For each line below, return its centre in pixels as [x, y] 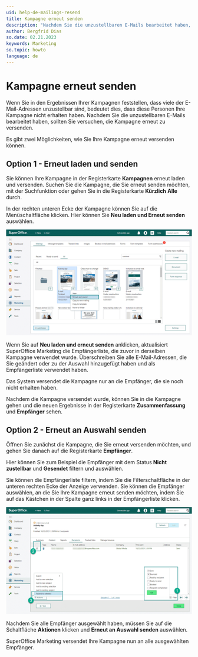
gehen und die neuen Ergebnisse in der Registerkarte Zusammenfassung [96, 405]
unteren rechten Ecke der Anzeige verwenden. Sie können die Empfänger [95, 486]
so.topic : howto [26, 50]
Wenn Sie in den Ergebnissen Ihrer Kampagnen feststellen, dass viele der [95, 102]
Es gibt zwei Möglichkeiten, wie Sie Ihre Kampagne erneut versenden [90, 139]
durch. [14, 197]
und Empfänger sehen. [34, 412]
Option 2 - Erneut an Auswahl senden [76, 430]
